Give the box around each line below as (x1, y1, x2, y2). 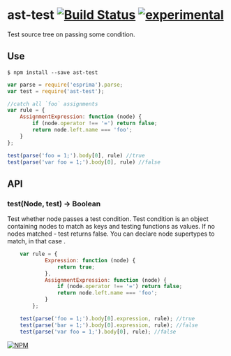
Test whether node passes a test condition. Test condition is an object (7, 215, 209, 223)
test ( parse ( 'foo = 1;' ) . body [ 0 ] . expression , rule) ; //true (20, 315, 195, 322)
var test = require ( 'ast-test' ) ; (7, 87, 105, 94)
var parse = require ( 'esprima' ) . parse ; (7, 81, 124, 88)
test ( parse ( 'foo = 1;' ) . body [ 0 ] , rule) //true (7, 152, 145, 159)
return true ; (57, 263, 96, 271)
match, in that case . (7, 237, 66, 245)
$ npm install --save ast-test (7, 69, 98, 76)
